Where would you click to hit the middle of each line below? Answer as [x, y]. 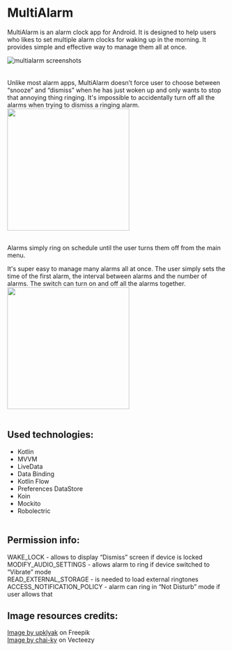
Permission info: [44, 541]
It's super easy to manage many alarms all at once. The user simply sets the [116, 268]
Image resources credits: [63, 616]
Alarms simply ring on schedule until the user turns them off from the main [114, 247]
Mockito [29, 503]
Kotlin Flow [33, 481]
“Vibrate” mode [29, 572]
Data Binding [36, 474]
